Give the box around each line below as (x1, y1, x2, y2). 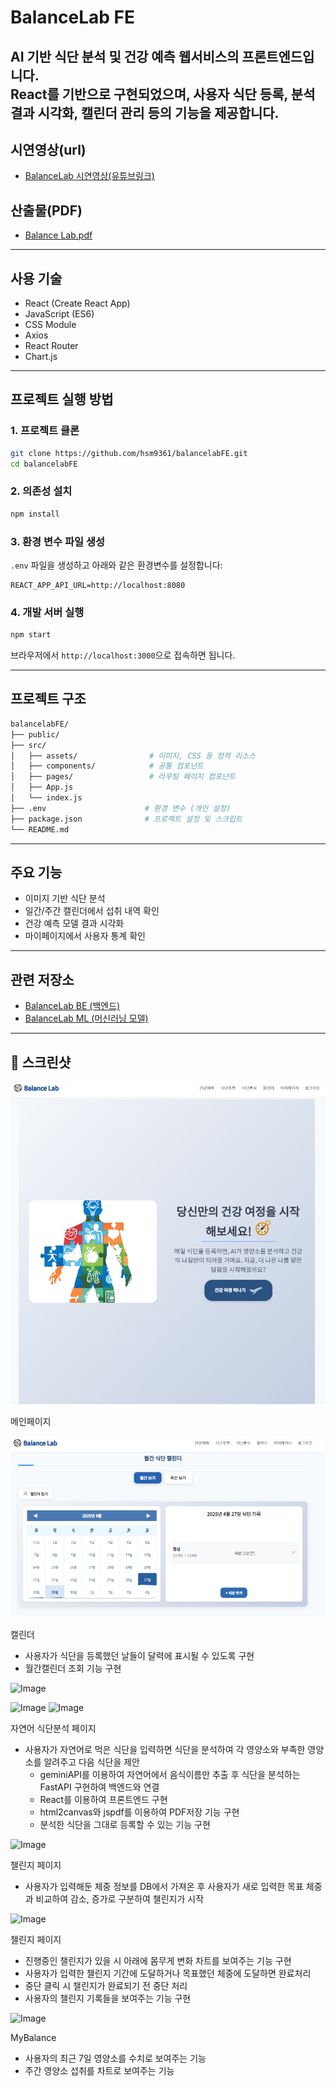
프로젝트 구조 (10, 691, 87, 708)
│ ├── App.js (10, 782, 74, 793)
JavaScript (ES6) (24, 308, 95, 320)
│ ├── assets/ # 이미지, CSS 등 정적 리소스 (10, 751, 256, 761)
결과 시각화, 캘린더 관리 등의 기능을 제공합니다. (10, 104, 280, 121)
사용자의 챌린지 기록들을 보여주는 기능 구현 (24, 1992, 192, 2004)
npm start (10, 630, 52, 640)
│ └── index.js (10, 793, 83, 803)
